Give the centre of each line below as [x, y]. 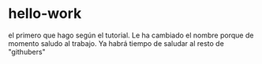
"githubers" [27, 52]
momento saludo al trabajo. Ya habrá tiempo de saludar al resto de [116, 43]
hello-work [45, 14]
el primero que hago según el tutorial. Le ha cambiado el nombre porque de [131, 35]
